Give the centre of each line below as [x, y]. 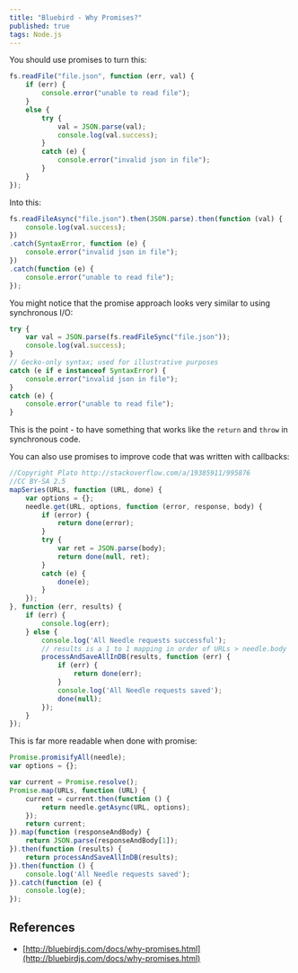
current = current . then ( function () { [98, 799]
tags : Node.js [36, 34]
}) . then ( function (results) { [66, 849]
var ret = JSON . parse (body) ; [112, 549]
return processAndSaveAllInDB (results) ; [102, 857]
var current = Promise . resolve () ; [74, 782]
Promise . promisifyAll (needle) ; [68, 758]
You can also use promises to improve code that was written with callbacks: [149, 457]
